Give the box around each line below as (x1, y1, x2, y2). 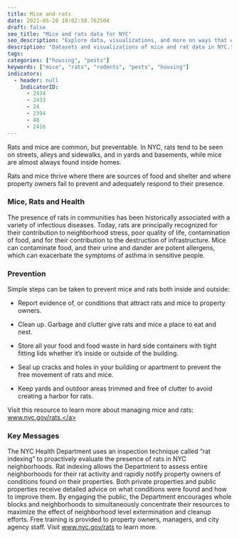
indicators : (7, 70, 43, 77)
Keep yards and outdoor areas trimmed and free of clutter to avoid (17, 384, 213, 393)
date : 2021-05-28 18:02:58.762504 (7, 17, 110, 24)
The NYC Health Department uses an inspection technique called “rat (7, 447, 211, 456)
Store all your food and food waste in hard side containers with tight (17, 341, 217, 350)
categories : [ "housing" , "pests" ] (7, 57, 110, 64)
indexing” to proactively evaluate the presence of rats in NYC (7, 455, 186, 463)
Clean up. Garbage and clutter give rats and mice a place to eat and (17, 320, 217, 329)
